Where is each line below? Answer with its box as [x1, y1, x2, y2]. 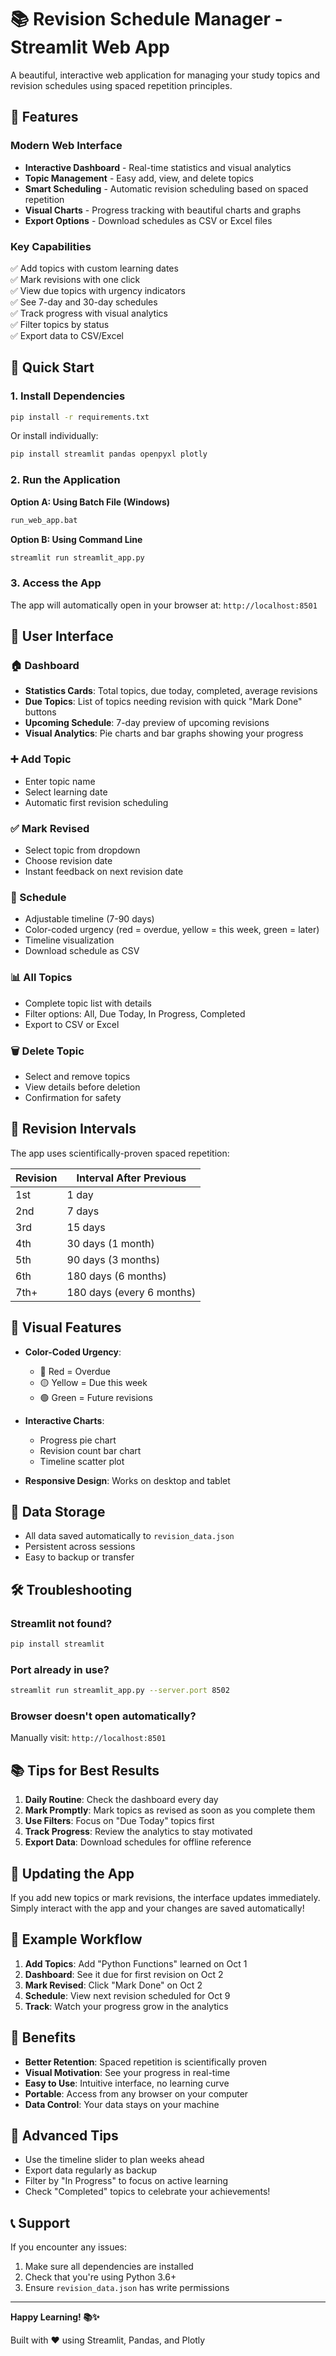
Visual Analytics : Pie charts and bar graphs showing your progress [24, 727, 304, 740]
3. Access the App [10, 576, 102, 590]
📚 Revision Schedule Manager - [10, 8, 283, 31]
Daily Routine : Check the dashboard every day [24, 1794, 219, 1806]
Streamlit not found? [10, 1616, 113, 1630]
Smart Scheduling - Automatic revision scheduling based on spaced [24, 182, 309, 195]
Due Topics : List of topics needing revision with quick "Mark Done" [24, 696, 303, 708]
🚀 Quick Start [10, 359, 95, 376]
